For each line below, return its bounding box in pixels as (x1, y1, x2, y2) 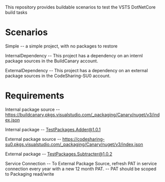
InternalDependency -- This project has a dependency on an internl (5, 52, 143, 58)
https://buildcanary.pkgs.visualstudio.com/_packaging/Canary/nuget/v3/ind (5, 111, 160, 118)
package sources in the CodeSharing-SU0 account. (5, 73, 111, 79)
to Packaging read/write (5, 171, 55, 177)
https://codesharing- (62, 136, 105, 142)
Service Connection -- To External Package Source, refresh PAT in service (5, 160, 157, 166)
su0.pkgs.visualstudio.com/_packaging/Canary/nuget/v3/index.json (5, 141, 144, 147)
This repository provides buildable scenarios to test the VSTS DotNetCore (5, 4, 156, 10)
